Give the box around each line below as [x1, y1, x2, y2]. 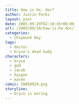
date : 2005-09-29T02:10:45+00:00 [5, 21, 75, 26]
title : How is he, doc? [5, 7, 55, 12]
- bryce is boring [9, 91, 48, 96]
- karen [9, 77, 26, 82]
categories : [5, 30, 30, 35]
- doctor [9, 44, 28, 49]
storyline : [5, 86, 28, 91]
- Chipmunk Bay [9, 35, 41, 40]
